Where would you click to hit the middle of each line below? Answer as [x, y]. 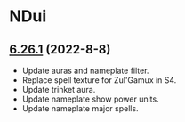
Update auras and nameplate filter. [85, 70]
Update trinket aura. [59, 89]
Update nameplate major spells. [80, 108]
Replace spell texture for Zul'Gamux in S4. [99, 80]
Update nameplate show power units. [90, 99]
